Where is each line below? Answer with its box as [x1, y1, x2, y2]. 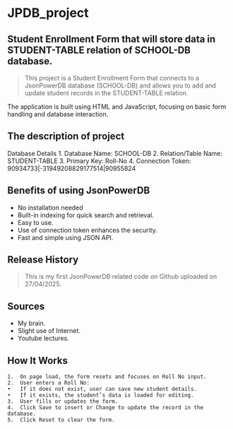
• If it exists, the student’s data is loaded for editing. [7, 392, 194, 399]
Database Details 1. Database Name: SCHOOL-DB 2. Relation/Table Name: [7, 149, 223, 157]
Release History [7, 254, 79, 266]
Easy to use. [17, 218, 54, 226]
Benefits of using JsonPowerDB [7, 185, 150, 197]
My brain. [17, 319, 46, 327]
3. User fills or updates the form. [7, 398, 119, 405]
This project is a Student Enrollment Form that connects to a [24, 74, 200, 82]
